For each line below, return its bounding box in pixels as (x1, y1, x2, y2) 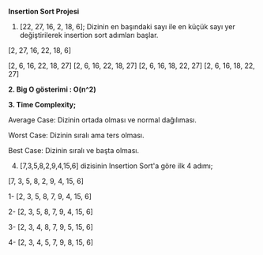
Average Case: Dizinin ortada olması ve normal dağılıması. (8, 115, 197, 125)
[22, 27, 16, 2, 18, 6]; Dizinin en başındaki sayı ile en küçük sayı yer (19, 22, 235, 31)
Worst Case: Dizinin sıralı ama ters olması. (8, 130, 145, 140)
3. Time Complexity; (8, 100, 77, 109)
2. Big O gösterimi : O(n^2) (8, 84, 96, 94)
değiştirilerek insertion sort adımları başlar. (19, 31, 159, 39)
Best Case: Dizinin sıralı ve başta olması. (8, 146, 140, 155)
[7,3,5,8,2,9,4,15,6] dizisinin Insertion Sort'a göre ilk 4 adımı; (19, 161, 213, 171)
